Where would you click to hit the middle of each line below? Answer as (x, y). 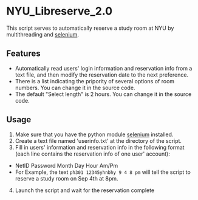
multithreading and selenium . (43, 34)
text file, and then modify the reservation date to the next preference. (102, 75)
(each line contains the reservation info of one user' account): (92, 154)
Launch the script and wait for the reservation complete (85, 190)
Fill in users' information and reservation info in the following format (100, 147)
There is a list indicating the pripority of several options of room (95, 81)
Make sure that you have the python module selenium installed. (94, 134)
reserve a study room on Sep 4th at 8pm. (67, 178)
